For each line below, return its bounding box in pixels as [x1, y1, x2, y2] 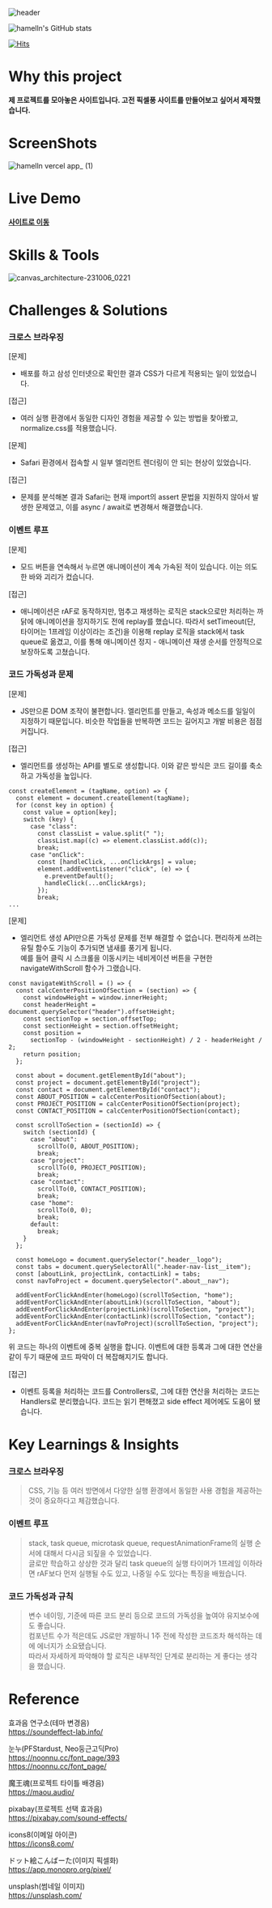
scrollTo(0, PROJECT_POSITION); [37, 1163, 147, 1172]
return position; [23, 1050, 82, 1058]
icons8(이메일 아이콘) [8, 1829, 78, 1839]
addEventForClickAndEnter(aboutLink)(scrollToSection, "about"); [15, 1298, 241, 1306]
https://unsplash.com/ [8, 1890, 83, 1900]
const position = [23, 1029, 82, 1037]
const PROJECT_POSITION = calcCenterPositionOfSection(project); [15, 1100, 241, 1108]
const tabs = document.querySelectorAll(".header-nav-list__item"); [15, 1263, 252, 1271]
